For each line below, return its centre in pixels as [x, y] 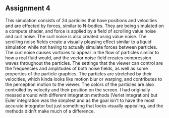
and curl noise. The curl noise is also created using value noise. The [76, 36]
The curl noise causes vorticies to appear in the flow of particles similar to [82, 52]
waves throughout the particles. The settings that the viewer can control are [84, 63]
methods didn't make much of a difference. [50, 111]
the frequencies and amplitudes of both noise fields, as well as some [77, 68]
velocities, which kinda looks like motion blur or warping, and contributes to [84, 79]
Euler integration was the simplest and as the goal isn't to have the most [80, 100]
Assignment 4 [28, 8]
